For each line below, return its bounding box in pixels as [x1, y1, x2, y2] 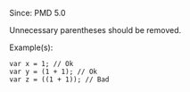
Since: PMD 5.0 [9, 8, 66, 18]
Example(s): [9, 42, 54, 53]
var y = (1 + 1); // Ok [9, 67, 98, 76]
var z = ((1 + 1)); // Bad [9, 75, 110, 84]
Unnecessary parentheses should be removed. [9, 25, 182, 35]
